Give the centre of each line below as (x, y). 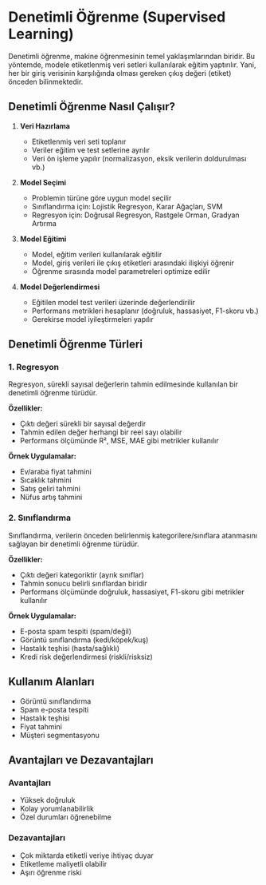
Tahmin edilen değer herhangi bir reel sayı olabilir (101, 432)
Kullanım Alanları (51, 682)
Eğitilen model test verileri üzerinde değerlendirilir (113, 302)
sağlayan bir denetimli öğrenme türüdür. (74, 544)
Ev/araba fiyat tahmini (55, 472)
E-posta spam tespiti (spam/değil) (76, 631)
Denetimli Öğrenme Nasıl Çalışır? (92, 107)
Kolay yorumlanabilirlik (57, 809)
